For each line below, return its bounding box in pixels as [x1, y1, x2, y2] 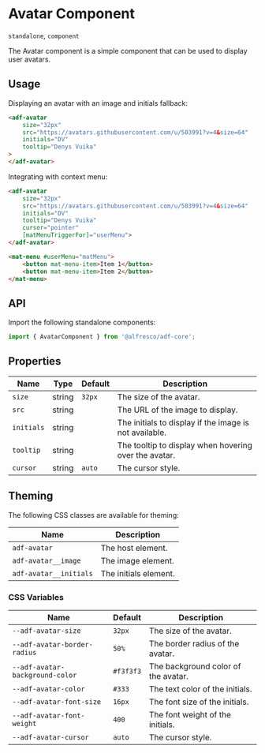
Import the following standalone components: [8, 317, 156, 328]
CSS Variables [8, 591, 65, 602]
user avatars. [8, 54, 51, 64]
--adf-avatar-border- [12, 640, 93, 649]
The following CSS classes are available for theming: [8, 510, 179, 519]
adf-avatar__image [12, 556, 81, 565]
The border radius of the [148, 638, 240, 649]
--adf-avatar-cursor [12, 732, 89, 742]
